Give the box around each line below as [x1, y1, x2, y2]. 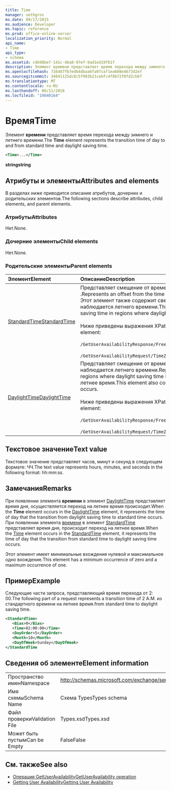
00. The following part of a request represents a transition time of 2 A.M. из [5, 596, 162, 602]
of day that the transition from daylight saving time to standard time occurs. [5, 514, 164, 520]
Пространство [8, 673, 44, 680]
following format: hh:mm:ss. [5, 469, 64, 475]
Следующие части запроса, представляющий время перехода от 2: [5, 590, 154, 596]
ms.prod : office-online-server [5, 31, 72, 36]
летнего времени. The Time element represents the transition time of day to [5, 137, 165, 143]
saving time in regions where [80, 309, 149, 316]
